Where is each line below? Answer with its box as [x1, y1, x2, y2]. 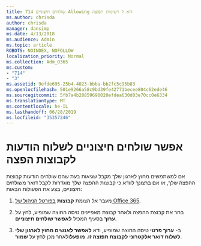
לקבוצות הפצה [6, 153, 76, 166]
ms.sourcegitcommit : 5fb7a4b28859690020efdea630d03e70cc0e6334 [6, 92, 168, 98]
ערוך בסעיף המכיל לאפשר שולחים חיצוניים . [14, 215, 117, 222]
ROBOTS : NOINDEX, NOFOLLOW [6, 48, 74, 54]
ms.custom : [6, 64, 34, 71]
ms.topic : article [6, 42, 52, 48]
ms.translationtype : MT [6, 98, 66, 104]
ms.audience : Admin [6, 37, 55, 42]
